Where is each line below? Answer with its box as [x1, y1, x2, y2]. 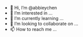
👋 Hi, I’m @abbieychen [10, 5, 57, 10]
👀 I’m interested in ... [10, 10, 53, 16]
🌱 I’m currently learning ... [10, 15, 64, 21]
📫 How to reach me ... [10, 26, 57, 32]
